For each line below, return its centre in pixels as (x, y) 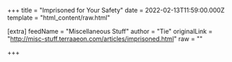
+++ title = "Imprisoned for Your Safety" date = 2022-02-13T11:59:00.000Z (116, 10)
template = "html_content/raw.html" (59, 18)
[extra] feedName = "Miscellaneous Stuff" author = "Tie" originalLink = (110, 31)
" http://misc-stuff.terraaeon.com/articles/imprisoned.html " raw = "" (105, 39)
